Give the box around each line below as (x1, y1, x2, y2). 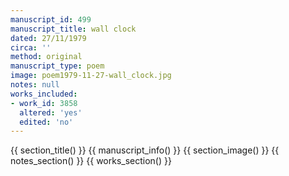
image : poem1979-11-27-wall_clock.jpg (10, 71, 172, 81)
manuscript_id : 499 (10, 14, 92, 25)
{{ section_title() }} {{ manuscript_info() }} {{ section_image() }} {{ (10, 144, 280, 156)
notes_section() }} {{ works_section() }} (10, 155, 172, 167)
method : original (10, 52, 83, 62)
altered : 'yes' (19, 107, 83, 118)
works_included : (10, 89, 78, 99)
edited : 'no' (19, 117, 74, 127)
